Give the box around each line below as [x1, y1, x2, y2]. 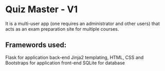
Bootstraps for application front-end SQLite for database [5, 60, 125, 66]
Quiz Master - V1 [5, 4, 78, 15]
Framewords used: [5, 41, 67, 50]
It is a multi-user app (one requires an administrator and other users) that [5, 20, 160, 27]
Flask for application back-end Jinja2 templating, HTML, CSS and [5, 54, 144, 60]
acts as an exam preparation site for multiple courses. [5, 26, 119, 32]
